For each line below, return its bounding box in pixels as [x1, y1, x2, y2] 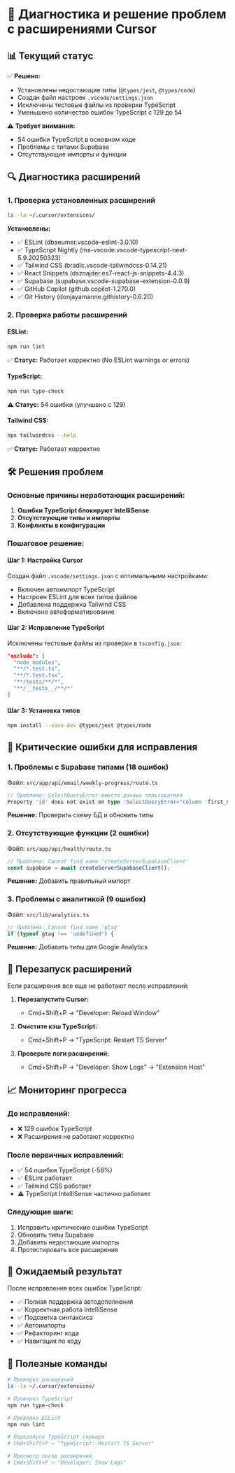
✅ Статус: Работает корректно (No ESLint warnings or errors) [7, 356, 190, 364]
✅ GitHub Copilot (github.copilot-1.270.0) [17, 285, 136, 293]
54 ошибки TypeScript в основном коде [17, 136, 136, 143]
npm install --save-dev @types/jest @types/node [7, 722, 152, 729]
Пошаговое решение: [7, 538, 85, 548]
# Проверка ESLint [7, 1414, 61, 1421]
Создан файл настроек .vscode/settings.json [17, 94, 154, 101]
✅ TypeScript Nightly [17, 245, 78, 254]
